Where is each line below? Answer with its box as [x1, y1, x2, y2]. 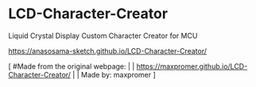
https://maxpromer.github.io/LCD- [136, 61, 248, 71]
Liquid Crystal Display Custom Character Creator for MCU [8, 31, 198, 40]
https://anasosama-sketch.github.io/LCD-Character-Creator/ [8, 46, 207, 55]
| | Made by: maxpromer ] [72, 70, 157, 79]
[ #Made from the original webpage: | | [8, 61, 135, 71]
